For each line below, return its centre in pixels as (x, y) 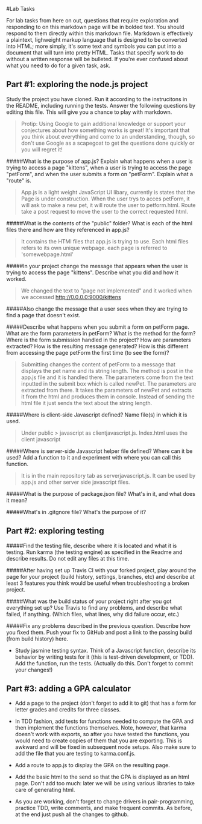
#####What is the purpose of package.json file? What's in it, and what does (101, 493)
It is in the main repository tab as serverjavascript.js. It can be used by (108, 475)
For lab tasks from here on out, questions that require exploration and (93, 20)
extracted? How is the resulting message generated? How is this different (97, 346)
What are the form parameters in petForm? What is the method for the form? (101, 333)
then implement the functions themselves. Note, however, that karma (101, 728)
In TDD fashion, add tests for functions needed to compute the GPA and (104, 721)
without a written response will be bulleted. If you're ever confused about (97, 59)
